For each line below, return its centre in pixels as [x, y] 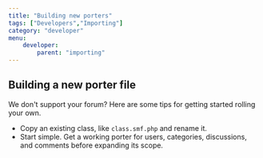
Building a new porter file [72, 85]
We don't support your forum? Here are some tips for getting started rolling [132, 104]
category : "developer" [46, 30]
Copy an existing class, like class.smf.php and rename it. [114, 128]
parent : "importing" [71, 53]
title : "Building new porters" [60, 16]
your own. [25, 113]
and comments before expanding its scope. [92, 145]
